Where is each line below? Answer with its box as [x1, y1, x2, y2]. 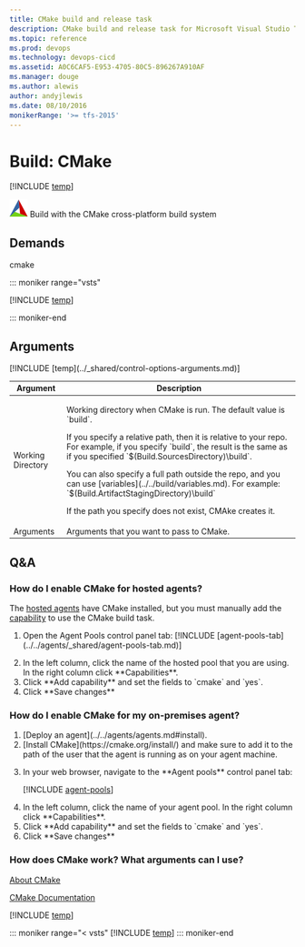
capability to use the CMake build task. [9, 612, 155, 623]
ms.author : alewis [9, 82, 79, 91]
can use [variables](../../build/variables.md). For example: [66, 478, 280, 489]
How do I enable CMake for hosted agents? [9, 582, 202, 595]
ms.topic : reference [9, 34, 88, 43]
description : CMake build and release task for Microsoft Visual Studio [9, 24, 290, 34]
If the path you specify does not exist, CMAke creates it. [66, 505, 275, 516]
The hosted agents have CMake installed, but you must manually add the [9, 603, 282, 614]
